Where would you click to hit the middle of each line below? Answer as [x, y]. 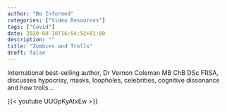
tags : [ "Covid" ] [31, 27]
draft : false [26, 53]
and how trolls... [31, 87]
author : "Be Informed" [41, 14]
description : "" [31, 40]
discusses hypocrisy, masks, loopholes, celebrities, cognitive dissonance [114, 80]
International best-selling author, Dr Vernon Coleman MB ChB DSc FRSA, [113, 72]
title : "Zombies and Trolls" [50, 46]
